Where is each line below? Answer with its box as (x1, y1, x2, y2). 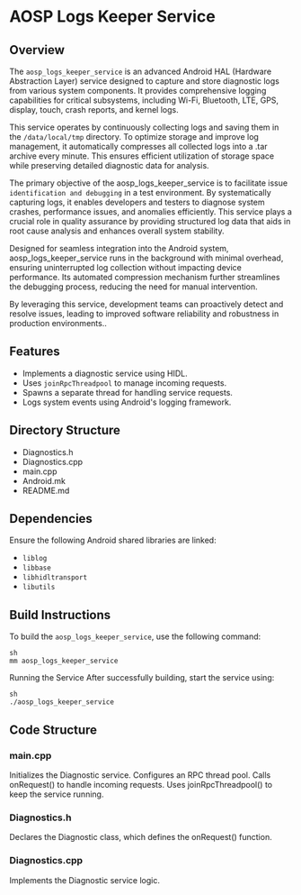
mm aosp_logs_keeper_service (9, 656, 119, 666)
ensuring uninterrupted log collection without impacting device (9, 262, 243, 272)
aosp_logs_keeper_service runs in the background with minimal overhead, (9, 252, 284, 263)
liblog (22, 554, 48, 563)
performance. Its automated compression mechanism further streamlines (9, 272, 280, 282)
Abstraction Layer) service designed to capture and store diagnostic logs (9, 76, 280, 87)
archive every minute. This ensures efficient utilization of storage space (9, 151, 275, 161)
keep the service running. (9, 789, 104, 799)
